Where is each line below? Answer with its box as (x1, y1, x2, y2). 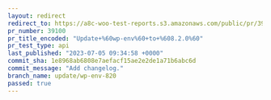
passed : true (7, 79, 52, 87)
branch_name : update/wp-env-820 (7, 72, 116, 80)
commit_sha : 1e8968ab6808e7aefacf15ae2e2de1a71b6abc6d (7, 57, 197, 65)
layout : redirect (7, 11, 66, 20)
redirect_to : (7, 19, 52, 27)
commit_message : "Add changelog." (7, 65, 125, 73)
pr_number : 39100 (7, 27, 66, 35)
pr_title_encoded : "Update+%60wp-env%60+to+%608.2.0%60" (7, 34, 204, 43)
